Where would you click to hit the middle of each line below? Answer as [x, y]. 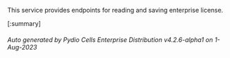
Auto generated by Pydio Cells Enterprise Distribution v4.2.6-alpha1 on [110, 39]
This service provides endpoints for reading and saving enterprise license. [115, 10]
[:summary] [24, 23]
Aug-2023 [22, 47]
